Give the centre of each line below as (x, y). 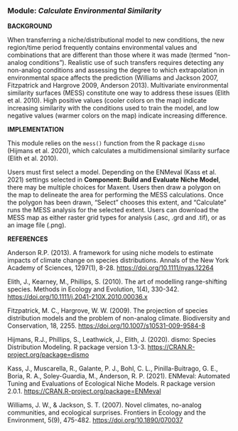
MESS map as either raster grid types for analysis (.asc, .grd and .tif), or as (117, 218)
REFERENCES (28, 239)
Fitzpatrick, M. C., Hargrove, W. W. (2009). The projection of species (108, 311)
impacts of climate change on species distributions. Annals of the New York (118, 260)
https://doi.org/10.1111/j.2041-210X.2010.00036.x (77, 297)
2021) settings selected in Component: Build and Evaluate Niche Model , (114, 180)
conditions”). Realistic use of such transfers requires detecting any (126, 63)
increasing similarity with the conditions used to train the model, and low (113, 108)
